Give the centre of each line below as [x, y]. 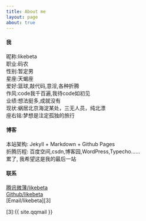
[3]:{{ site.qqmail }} [29, 212]
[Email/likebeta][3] [29, 200]
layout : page [22, 17]
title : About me [26, 11]
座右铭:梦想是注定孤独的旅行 [41, 115]
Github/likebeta [25, 194]
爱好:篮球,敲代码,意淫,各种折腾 [43, 85]
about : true [21, 22]
